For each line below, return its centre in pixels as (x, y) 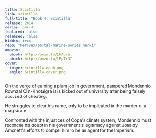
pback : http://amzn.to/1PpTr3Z (41, 59)
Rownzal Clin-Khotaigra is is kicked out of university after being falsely (75, 91)
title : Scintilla (22, 9)
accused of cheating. (26, 96)
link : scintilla (21, 14)
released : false (21, 37)
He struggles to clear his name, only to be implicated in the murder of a (76, 105)
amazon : (13, 50)
